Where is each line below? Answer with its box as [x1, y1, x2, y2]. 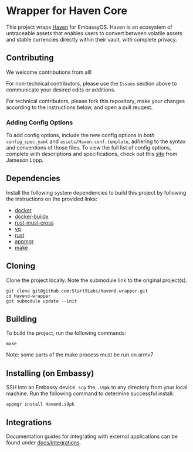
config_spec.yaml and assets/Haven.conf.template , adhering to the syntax [6, 138, 186, 145]
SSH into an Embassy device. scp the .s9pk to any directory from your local [6, 384, 188, 391]
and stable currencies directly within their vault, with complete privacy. [6, 36, 177, 43]
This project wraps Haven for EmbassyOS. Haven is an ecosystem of [6, 23, 172, 30]
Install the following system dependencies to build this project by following [6, 189, 187, 196]
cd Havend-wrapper [6, 293, 51, 299]
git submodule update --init [6, 298, 77, 304]
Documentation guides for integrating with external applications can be [6, 433, 178, 440]
